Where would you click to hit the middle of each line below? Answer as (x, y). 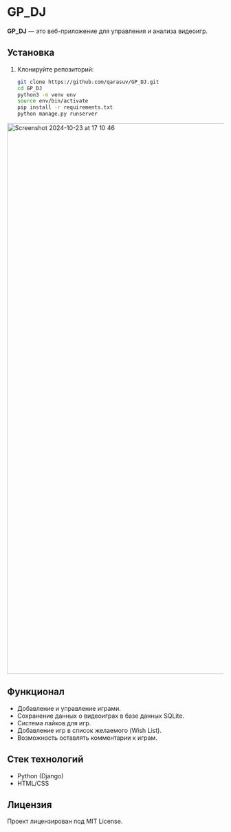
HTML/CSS (33, 783)
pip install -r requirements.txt (65, 107)
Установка (31, 53)
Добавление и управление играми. (69, 708)
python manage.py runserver (57, 114)
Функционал (36, 692)
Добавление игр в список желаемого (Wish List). (89, 730)
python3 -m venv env (46, 95)
